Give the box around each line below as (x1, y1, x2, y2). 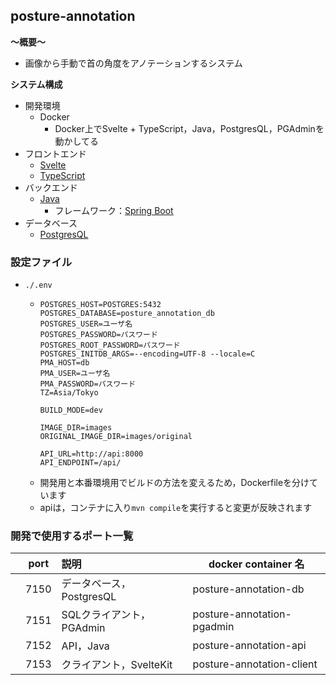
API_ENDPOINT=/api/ (39, 458, 122, 468)
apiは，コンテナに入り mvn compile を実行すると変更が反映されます (39, 502, 313, 514)
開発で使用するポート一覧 (10, 529, 134, 543)
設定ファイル (10, 255, 73, 269)
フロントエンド (24, 147, 87, 159)
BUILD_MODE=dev (39, 405, 103, 416)
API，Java (61, 639, 110, 653)
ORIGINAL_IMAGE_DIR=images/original (39, 432, 193, 442)
